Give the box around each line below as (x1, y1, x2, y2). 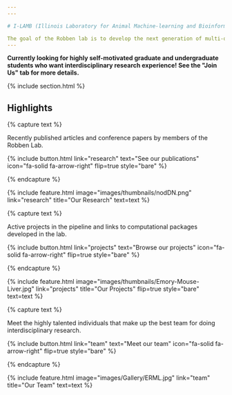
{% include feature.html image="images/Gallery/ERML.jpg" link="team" (7, 374, 211, 382)
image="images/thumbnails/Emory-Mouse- (75, 278, 200, 286)
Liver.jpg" (7, 285, 35, 293)
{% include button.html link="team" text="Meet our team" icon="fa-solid (7, 340, 214, 348)
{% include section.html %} (7, 82, 86, 90)
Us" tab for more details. (7, 68, 79, 77)
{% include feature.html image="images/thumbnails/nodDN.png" (7, 189, 192, 197)
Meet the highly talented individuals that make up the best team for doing (7, 319, 215, 327)
